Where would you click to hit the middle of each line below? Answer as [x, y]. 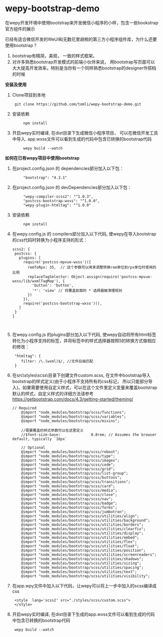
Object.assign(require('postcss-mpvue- [112, 277]
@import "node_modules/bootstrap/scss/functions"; [74, 412]
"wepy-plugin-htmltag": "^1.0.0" [57, 205]
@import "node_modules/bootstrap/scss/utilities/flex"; [79, 542]
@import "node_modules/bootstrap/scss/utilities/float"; [80, 546]
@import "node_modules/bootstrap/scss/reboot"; [70, 452]
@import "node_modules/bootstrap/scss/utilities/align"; [80, 516]
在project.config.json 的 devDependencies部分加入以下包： [72, 187]
